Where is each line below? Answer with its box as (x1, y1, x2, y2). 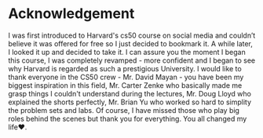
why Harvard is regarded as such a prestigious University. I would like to (8, 64, 242, 73)
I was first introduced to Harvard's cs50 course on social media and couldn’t (8, 31, 256, 40)
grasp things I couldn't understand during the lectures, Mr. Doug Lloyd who (8, 89, 251, 98)
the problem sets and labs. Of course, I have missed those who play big (8, 105, 239, 114)
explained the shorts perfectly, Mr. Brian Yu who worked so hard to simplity (8, 97, 252, 107)
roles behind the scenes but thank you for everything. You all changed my (8, 114, 247, 123)
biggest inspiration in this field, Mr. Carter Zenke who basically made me (8, 80, 243, 90)
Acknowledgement (8, 5, 135, 23)
